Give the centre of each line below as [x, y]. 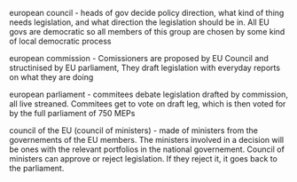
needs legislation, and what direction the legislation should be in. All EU [140, 22]
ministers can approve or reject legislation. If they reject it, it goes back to [143, 158]
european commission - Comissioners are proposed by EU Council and [139, 58]
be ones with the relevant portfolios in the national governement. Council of [147, 149]
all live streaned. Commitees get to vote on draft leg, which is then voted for [148, 104]
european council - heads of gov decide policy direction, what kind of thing [147, 13]
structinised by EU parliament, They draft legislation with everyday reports [145, 67]
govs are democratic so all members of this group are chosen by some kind [147, 32]
